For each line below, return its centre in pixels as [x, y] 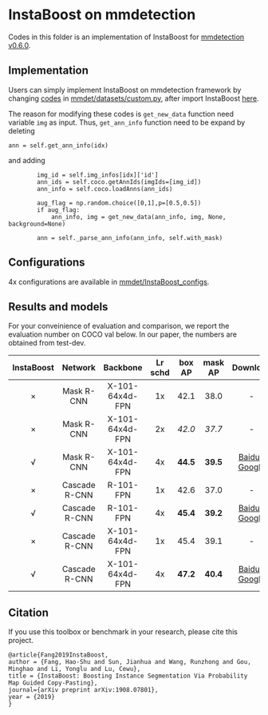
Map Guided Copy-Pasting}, [53, 683]
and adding [27, 160]
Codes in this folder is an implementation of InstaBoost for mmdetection [126, 37]
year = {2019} [32, 697]
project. [21, 641]
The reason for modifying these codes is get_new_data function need [121, 114]
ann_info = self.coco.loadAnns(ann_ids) [105, 189]
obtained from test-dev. [47, 343]
